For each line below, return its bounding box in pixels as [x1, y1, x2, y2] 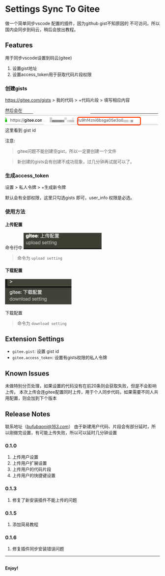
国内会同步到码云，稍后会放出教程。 [5, 26, 79, 33]
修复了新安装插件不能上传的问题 [12, 497, 77, 503]
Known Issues [5, 369, 50, 377]
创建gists [5, 85, 27, 92]
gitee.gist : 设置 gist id [12, 348, 59, 354]
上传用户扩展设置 [12, 460, 47, 466]
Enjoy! [5, 565, 19, 571]
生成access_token [5, 172, 49, 179]
